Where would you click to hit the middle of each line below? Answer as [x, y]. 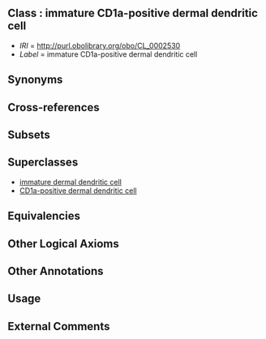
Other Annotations [56, 271]
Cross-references [54, 107]
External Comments [59, 326]
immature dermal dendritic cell [71, 182]
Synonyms [35, 80]
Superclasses [43, 163]
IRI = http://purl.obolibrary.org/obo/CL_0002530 [100, 45]
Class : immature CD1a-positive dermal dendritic [133, 13]
